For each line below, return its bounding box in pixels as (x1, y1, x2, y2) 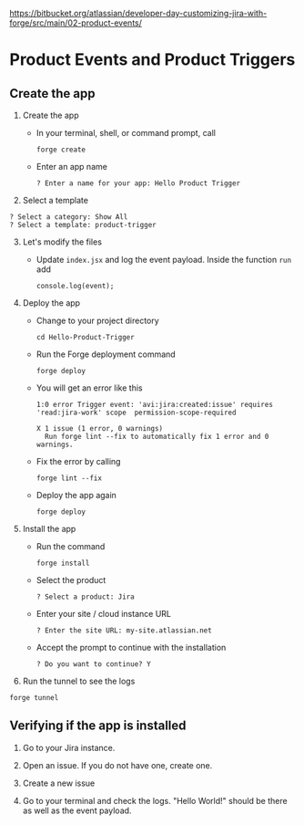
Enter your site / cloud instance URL (35, 609, 171, 619)
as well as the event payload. (22, 805, 132, 816)
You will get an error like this (35, 382, 143, 393)
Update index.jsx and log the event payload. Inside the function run (35, 255, 292, 265)
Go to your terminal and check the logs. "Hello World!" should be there (22, 795, 289, 806)
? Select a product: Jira (35, 592, 135, 601)
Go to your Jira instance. (22, 742, 116, 753)
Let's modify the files (22, 236, 103, 247)
